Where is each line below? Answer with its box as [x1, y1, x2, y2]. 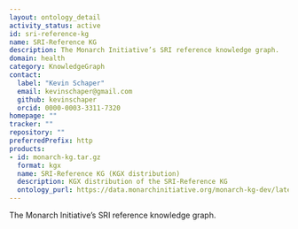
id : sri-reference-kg [9, 29, 90, 38]
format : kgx [17, 161, 62, 170]
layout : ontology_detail [9, 12, 101, 22]
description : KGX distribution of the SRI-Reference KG [17, 178, 228, 187]
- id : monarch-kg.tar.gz [9, 152, 101, 162]
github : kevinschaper [17, 95, 98, 104]
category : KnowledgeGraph [9, 63, 105, 72]
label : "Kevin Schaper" [17, 79, 105, 88]
